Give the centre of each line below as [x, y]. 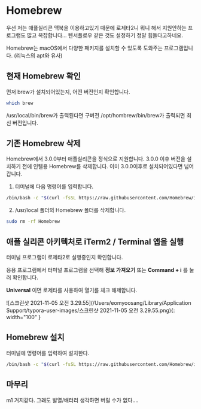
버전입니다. [25, 123]
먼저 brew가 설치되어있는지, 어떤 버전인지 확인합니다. [68, 92]
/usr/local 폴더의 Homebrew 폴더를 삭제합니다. [70, 210]
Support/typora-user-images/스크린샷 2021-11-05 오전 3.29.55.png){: [91, 310]
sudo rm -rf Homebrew [33, 222]
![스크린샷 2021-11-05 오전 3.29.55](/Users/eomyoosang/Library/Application [99, 303]
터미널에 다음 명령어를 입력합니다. [54, 187]
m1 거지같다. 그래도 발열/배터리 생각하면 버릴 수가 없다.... [72, 400]
